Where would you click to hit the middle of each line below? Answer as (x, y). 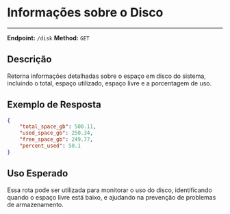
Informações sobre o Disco (85, 13)
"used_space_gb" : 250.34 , (56, 133)
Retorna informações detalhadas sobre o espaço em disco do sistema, (107, 76)
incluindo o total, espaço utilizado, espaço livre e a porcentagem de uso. (110, 83)
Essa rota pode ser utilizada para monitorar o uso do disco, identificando (110, 190)
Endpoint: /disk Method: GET (49, 38)
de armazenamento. (35, 204)
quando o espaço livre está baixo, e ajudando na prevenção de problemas (112, 197)
